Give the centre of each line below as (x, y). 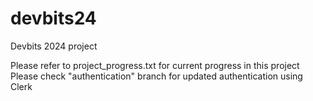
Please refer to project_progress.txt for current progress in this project (155, 65)
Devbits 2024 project (54, 46)
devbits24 (53, 18)
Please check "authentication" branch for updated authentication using (156, 76)
